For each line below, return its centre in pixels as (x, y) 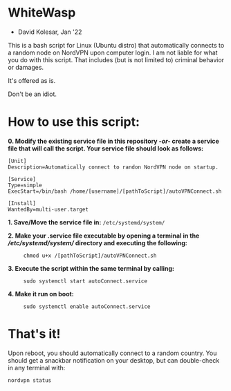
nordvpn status (30, 380)
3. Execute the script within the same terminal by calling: (91, 268)
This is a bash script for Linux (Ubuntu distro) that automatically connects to (116, 45)
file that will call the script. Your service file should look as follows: (105, 148)
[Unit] (17, 161)
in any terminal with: (37, 368)
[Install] (22, 203)
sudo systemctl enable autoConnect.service (87, 306)
